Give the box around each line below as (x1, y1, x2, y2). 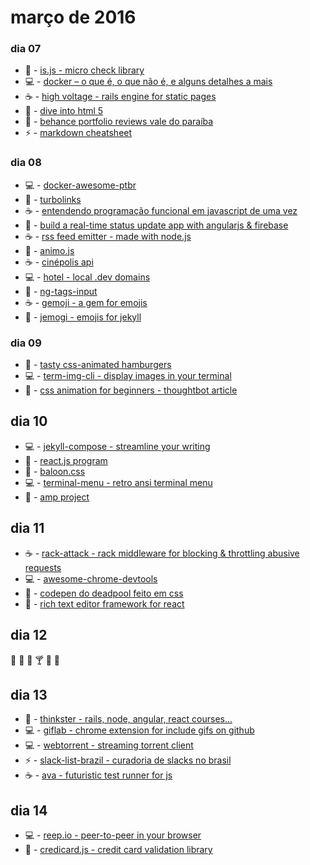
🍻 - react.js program (24, 454, 108, 466)
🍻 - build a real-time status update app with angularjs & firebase (24, 219, 289, 231)
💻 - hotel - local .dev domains (24, 271, 151, 283)
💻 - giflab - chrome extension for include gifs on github (24, 724, 255, 736)
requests (24, 561, 62, 573)
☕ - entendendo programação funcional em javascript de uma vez (24, 204, 298, 216)
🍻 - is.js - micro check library (24, 64, 145, 76)
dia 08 (10, 156, 42, 170)
